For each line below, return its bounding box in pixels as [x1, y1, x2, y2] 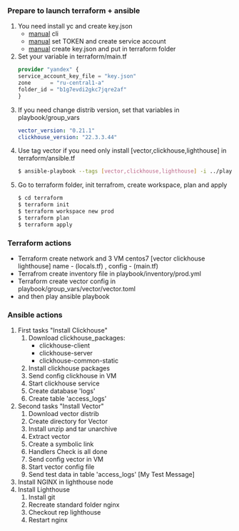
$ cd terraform [17, 195, 63, 202]
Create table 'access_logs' [28, 395, 107, 403]
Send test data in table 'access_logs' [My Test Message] [28, 470, 195, 479]
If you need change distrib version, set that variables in [17, 106, 180, 114]
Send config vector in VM [28, 455, 103, 464]
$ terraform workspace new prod [17, 208, 114, 216]
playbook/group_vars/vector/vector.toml [17, 284, 136, 293]
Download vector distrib [28, 410, 99, 418]
